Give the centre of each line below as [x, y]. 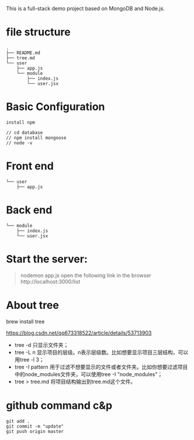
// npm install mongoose [36, 138]
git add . [18, 421]
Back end [29, 210]
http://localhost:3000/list [50, 281]
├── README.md [23, 53]
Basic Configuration [56, 107]
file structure [39, 32]
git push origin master [35, 431]
